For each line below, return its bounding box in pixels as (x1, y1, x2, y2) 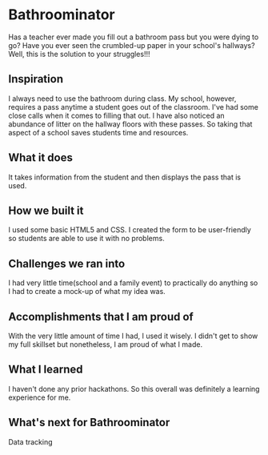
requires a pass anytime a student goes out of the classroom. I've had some (8, 102, 258, 111)
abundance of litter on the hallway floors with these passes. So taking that (8, 119, 253, 129)
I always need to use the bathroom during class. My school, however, (8, 94, 237, 103)
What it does (8, 151, 74, 165)
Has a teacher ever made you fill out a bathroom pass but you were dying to (8, 32, 259, 42)
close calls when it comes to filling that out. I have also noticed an (8, 111, 226, 120)
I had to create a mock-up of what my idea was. (8, 287, 166, 296)
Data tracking (8, 437, 54, 446)
